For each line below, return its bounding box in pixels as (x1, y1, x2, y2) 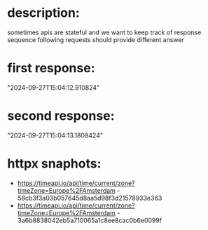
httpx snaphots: (7, 156, 102, 171)
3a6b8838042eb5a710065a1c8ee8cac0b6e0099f (17, 216, 162, 224)
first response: (7, 60, 95, 76)
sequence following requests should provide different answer (7, 35, 184, 43)
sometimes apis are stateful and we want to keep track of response (7, 28, 202, 36)
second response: (7, 108, 115, 124)
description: (7, 5, 81, 21)
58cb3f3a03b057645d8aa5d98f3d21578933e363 (17, 194, 162, 202)
